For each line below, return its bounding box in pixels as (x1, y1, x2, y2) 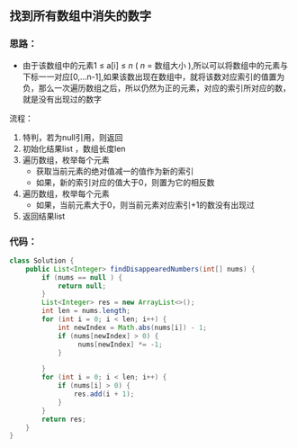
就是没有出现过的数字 (22, 94, 102, 104)
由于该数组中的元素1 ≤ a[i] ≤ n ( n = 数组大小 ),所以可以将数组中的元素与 (22, 59, 288, 70)
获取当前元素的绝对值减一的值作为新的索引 (35, 166, 194, 176)
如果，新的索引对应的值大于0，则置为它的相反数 (35, 176, 215, 187)
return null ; (57, 282, 106, 291)
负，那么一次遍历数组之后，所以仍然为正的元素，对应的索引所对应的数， (22, 82, 291, 93)
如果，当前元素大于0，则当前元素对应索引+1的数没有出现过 (35, 199, 255, 210)
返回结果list (22, 211, 66, 221)
